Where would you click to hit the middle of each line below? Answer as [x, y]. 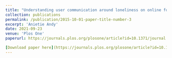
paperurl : [16, 39]
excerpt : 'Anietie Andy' [32, 24]
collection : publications [33, 15]
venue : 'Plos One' [25, 34]
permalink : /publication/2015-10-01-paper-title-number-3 [68, 19]
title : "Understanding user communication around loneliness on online [83, 10]
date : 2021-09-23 [24, 29]
